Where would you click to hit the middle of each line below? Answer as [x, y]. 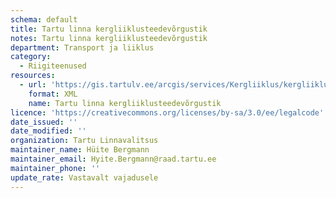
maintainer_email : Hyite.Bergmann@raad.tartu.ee [113, 159]
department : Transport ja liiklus [82, 47]
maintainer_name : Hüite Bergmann [80, 150]
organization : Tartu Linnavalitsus [84, 141]
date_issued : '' [44, 122]
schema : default [44, 19]
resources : [33, 76]
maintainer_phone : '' [55, 168]
